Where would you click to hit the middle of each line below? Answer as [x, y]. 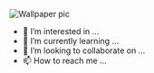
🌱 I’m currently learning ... [71, 41]
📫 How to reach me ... [64, 60]
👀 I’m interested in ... [61, 31]
